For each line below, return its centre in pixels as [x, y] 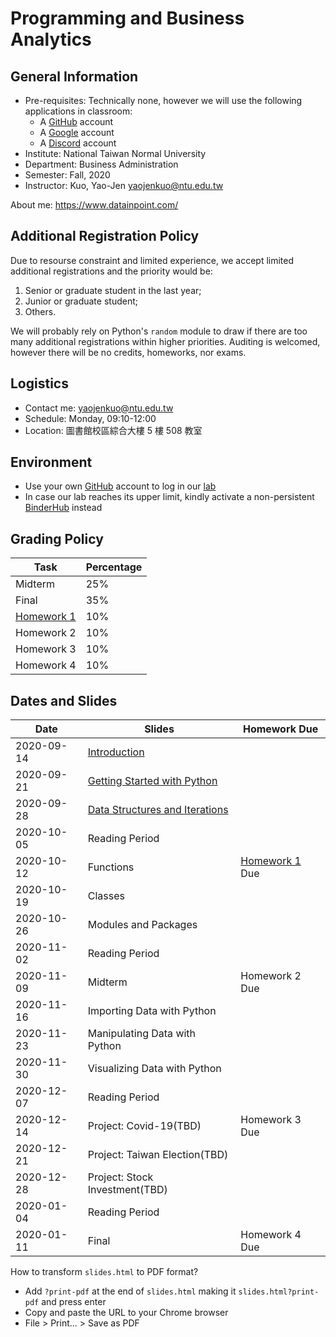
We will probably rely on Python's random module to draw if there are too [159, 331]
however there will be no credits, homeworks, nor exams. [128, 352]
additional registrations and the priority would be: [111, 271]
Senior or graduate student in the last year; [113, 290]
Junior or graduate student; [81, 301]
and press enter [74, 1302]
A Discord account [78, 143]
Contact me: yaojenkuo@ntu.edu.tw [99, 408]
